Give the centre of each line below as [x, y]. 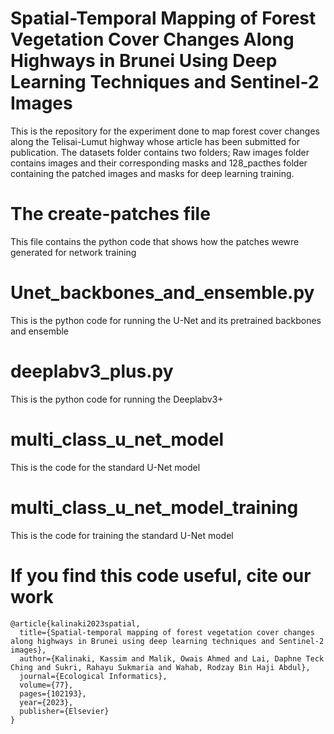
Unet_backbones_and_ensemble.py [162, 293]
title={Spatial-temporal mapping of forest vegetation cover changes [167, 632]
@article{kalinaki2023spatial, [75, 623]
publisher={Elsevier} [64, 711]
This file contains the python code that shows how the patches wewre [155, 241]
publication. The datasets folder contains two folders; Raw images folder [160, 152]
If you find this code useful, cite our [161, 575]
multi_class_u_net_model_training [154, 507]
